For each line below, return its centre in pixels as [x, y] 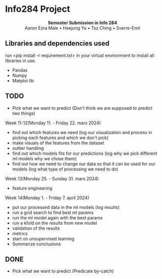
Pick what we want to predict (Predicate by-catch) [63, 271]
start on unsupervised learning [43, 239]
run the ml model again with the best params [57, 217]
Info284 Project [38, 9]
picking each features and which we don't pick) [60, 138]
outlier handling [28, 148]
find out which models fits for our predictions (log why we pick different [85, 153]
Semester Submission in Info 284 [82, 23]
